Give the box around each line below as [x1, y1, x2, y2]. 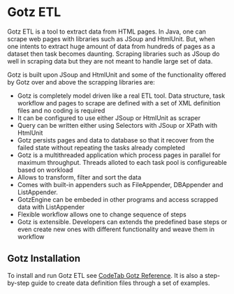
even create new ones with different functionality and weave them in [17, 225, 215, 233]
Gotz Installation [7, 253, 80, 265]
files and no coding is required [17, 106, 105, 115]
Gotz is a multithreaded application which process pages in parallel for [17, 151, 221, 159]
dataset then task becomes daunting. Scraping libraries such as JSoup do [7, 50, 220, 58]
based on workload [17, 166, 73, 174]
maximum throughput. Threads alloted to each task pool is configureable [17, 158, 227, 166]
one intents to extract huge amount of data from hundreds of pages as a [7, 42, 215, 50]
